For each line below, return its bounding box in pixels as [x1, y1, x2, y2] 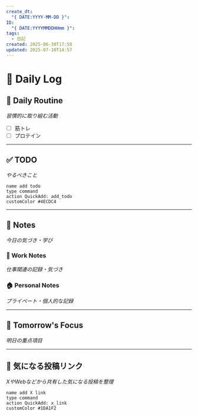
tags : [6, 31, 19, 37]
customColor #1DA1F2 [6, 405, 57, 411]
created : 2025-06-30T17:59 [6, 42, 72, 48]
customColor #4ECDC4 [6, 199, 57, 204]
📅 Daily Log [6, 72, 62, 85]
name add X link [6, 389, 46, 395]
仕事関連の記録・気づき [6, 266, 63, 273]
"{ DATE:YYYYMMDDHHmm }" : [11, 25, 75, 31]
